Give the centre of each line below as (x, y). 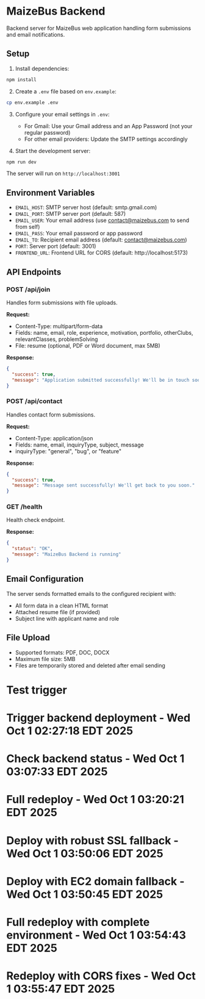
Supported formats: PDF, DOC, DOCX (62, 652)
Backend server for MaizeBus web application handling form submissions (99, 28)
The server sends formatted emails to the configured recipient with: (91, 593)
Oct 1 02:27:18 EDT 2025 (70, 731)
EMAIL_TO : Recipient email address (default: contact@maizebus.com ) (101, 240)
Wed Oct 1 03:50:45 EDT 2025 (85, 894)
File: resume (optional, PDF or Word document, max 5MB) (88, 345)
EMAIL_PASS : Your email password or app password (79, 234)
